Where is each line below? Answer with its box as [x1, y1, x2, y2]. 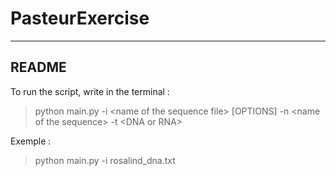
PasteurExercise [10, 7, 150, 30]
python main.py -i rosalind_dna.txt [34, 154, 176, 166]
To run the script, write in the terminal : [10, 85, 170, 97]
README [10, 59, 67, 76]
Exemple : [10, 135, 52, 147]
